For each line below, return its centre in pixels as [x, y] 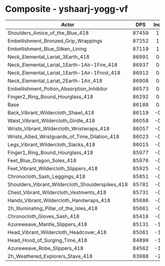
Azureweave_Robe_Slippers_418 [45, 248]
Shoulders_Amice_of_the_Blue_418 [48, 33]
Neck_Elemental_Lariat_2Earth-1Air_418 [55, 80]
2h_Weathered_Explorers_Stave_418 [50, 256]
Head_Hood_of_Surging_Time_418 [47, 240]
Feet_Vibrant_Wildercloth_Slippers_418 [53, 168]
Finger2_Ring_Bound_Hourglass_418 [50, 97]
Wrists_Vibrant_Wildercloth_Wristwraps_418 [58, 129]
